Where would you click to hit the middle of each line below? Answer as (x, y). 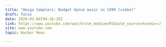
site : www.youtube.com (28, 28)
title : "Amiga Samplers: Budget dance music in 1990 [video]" (70, 10)
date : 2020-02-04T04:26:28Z (34, 19)
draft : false (19, 14)
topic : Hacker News (25, 33)
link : (11, 23)
